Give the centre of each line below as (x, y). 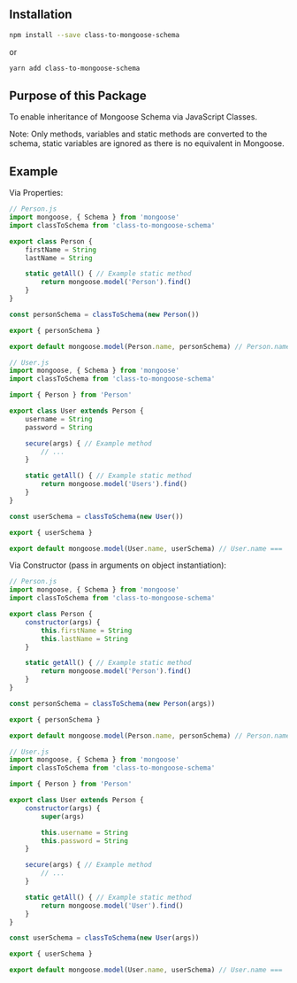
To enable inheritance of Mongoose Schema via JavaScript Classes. (133, 117)
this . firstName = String (87, 631)
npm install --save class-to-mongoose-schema (94, 35)
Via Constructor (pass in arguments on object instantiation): (118, 565)
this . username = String (84, 832)
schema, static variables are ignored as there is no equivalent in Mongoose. (147, 143)
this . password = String (84, 840)
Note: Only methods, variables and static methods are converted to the (138, 134)
